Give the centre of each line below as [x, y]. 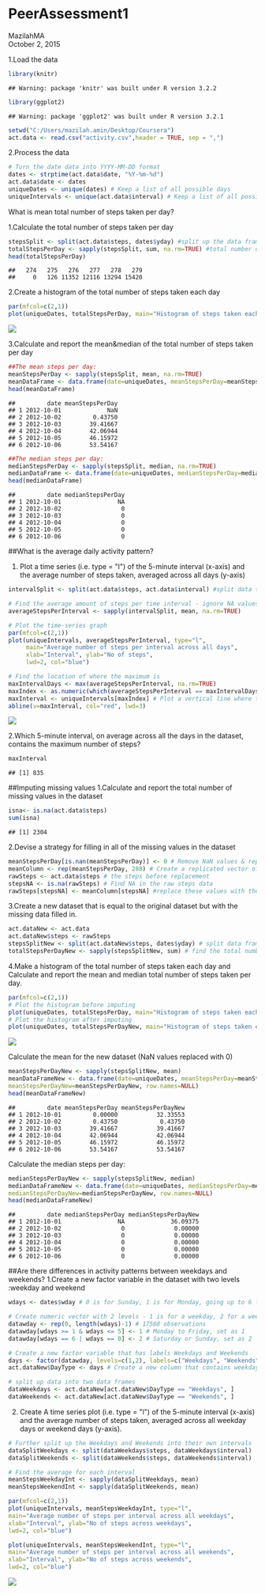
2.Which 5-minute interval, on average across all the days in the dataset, [126, 736]
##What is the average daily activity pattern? [81, 552]
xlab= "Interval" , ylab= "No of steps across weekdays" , [100, 1523]
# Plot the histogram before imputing [72, 1005]
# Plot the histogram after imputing [70, 1019]
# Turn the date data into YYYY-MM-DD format [84, 167]
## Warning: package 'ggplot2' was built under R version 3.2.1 [116, 116]
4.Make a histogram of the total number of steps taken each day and [119, 966]
